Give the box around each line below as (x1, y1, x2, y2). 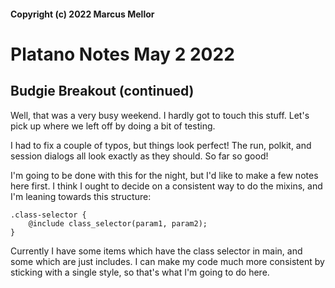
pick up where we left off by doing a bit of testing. (10, 120, 216, 132)
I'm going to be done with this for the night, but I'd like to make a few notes (10, 169, 319, 181)
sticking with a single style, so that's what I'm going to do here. (10, 266, 270, 278)
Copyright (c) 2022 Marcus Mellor (10, 8, 155, 20)
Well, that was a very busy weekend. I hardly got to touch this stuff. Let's (10, 109, 310, 121)
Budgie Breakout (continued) (10, 83, 195, 100)
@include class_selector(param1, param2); (28, 218, 208, 229)
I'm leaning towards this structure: (10, 190, 152, 202)
